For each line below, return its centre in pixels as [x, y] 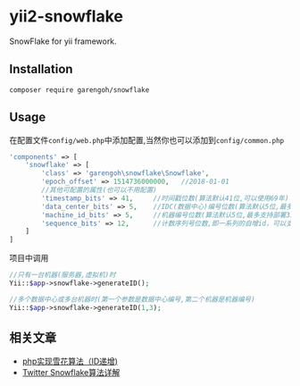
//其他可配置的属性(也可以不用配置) [100, 190]
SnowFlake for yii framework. [63, 41]
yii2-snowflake [66, 17]
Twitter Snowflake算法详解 [71, 372]
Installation [41, 69]
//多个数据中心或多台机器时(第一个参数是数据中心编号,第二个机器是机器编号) [133, 299]
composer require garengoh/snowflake [79, 90]
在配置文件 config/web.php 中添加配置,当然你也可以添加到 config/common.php [146, 139]
